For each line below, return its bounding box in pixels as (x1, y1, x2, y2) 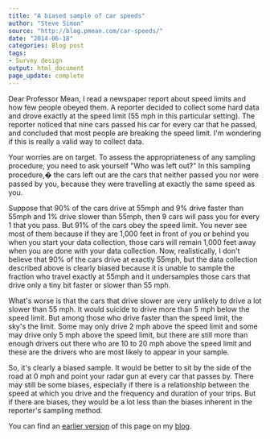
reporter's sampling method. (8, 405, 103, 415)
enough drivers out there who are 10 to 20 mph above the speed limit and (8, 338, 252, 348)
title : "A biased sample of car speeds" (8, 11, 146, 20)
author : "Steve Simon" (8, 19, 84, 27)
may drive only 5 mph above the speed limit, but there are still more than (8, 329, 248, 339)
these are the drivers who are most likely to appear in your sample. (8, 347, 230, 357)
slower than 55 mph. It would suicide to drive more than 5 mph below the (8, 304, 250, 314)
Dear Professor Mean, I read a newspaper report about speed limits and (8, 93, 247, 103)
